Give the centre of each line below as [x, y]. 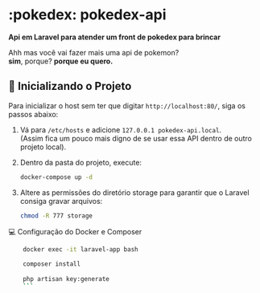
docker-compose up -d [56, 177]
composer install [52, 264]
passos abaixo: [33, 114]
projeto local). [43, 147]
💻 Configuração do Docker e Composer [75, 231]
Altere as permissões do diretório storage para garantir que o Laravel [134, 192]
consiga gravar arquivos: [61, 201]
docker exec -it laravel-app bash [80, 249]
